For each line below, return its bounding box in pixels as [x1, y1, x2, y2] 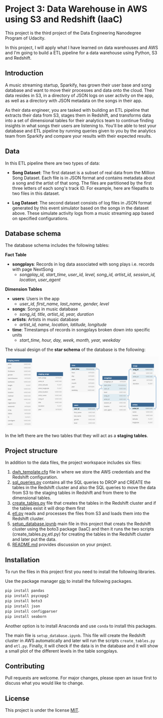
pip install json [5, 604, 40, 609]
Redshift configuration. [12, 474, 58, 480]
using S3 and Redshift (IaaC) [5, 14, 123, 25]
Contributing [5, 662, 45, 670]
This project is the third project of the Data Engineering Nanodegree [5, 30, 142, 36]
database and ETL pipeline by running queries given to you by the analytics [5, 128, 156, 134]
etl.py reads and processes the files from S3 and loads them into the [12, 511, 150, 516]
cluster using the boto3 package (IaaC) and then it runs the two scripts [12, 526, 154, 532]
